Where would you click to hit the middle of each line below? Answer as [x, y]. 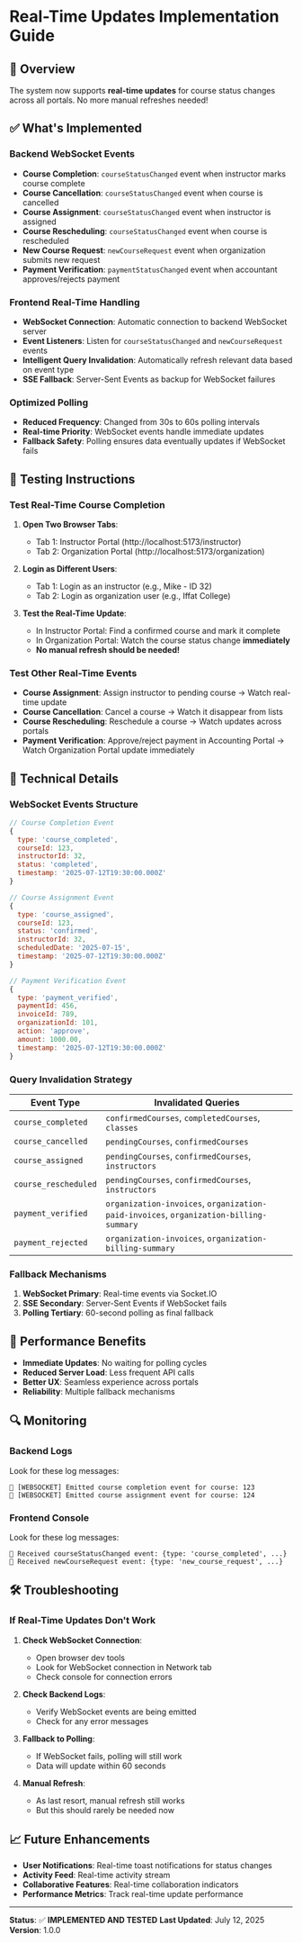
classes [122, 1128]
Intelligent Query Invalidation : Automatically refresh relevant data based [157, 360]
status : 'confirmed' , [58, 931]
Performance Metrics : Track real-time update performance [133, 1894]
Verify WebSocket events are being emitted [116, 1712]
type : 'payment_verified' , [68, 998]
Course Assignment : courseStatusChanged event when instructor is [147, 212]
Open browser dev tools [80, 1658]
